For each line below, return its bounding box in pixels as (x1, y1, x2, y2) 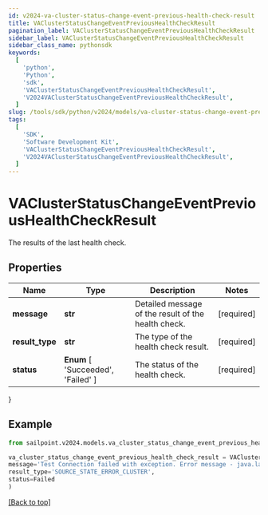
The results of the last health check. (8, 238, 127, 248)
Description (149, 284, 195, 295)
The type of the (134, 331, 193, 342)
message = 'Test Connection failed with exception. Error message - (8, 461, 234, 469)
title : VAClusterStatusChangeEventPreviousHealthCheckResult (8, 19, 216, 27)
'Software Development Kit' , (22, 137, 120, 146)
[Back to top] (8, 497, 51, 507)
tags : (8, 116, 26, 124)
